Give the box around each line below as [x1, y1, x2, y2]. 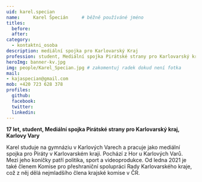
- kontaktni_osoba [11, 43, 58, 49]
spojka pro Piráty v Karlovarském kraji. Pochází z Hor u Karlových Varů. [6, 150, 183, 157]
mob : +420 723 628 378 [6, 82, 63, 88]
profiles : [6, 87, 31, 93]
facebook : [11, 98, 36, 104]
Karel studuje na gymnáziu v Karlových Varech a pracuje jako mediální [6, 144, 180, 151]
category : [6, 37, 31, 43]
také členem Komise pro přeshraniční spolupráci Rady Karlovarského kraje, [6, 163, 192, 170]
